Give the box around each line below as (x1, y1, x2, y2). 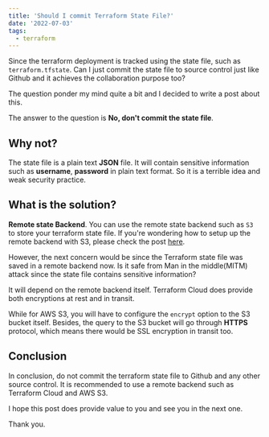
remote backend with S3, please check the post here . (8, 237, 185, 246)
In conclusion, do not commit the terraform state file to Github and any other (8, 371, 261, 381)
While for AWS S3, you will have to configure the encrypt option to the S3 (8, 309, 251, 319)
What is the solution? (8, 198, 116, 212)
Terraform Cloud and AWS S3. (8, 388, 108, 398)
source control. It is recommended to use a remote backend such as (8, 379, 234, 389)
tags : (8, 27, 26, 35)
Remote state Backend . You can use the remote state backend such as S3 (8, 219, 254, 229)
